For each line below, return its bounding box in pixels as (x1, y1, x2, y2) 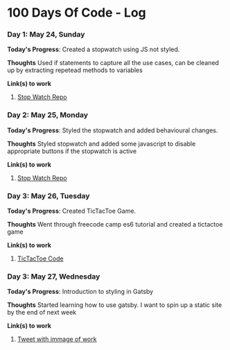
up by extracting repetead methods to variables (7, 66, 143, 74)
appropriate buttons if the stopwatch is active (7, 147, 137, 155)
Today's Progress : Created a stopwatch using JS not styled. (7, 45, 180, 53)
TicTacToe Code (17, 254, 64, 263)
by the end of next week (7, 308, 77, 317)
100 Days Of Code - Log (7, 5, 147, 21)
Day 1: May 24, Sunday (7, 30, 85, 40)
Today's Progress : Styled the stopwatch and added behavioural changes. (7, 126, 218, 134)
